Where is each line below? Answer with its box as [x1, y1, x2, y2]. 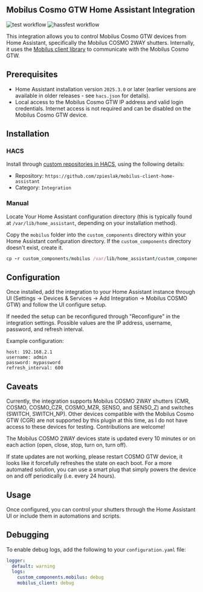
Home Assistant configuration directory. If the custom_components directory [6, 237, 192, 244]
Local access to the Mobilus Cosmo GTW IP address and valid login [14, 98, 184, 105]
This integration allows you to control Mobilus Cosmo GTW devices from [6, 33, 187, 40]
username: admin [6, 354, 47, 360]
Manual [6, 199, 29, 207]
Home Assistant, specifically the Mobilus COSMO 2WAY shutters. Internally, [6, 39, 195, 46]
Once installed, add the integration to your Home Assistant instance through [6, 288, 195, 296]
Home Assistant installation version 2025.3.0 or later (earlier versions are [14, 85, 196, 93]
